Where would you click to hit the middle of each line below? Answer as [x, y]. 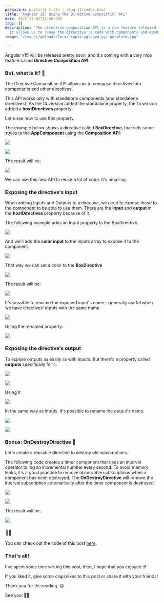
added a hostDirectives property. [39, 109]
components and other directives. [39, 89]
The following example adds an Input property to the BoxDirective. [72, 223]
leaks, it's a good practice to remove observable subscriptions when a [76, 473]
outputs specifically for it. [31, 364]
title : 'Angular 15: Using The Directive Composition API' [66, 14]
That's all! [17, 556]
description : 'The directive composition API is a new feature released [81, 28]
